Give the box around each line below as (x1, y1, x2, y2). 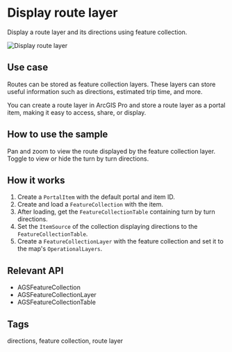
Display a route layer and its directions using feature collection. (7, 28, 188, 36)
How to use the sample (7, 129, 108, 141)
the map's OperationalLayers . (17, 245, 103, 253)
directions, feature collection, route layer (7, 337, 124, 345)
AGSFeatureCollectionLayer (17, 291, 97, 299)
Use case (7, 61, 49, 74)
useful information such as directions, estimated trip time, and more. (7, 87, 203, 95)
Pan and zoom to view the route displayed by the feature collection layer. (7, 147, 216, 155)
